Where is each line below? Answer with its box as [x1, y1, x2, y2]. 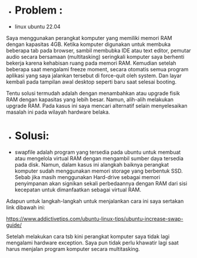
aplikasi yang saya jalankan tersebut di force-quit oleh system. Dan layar [6, 72, 182, 79]
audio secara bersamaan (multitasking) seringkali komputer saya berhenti [6, 53, 185, 60]
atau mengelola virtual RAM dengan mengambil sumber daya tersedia [14, 154, 184, 162]
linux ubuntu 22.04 [14, 23, 61, 30]
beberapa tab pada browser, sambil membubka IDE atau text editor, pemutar [6, 47, 191, 54]
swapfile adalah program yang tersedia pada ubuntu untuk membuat [14, 148, 181, 156]
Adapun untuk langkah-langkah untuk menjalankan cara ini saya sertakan [6, 197, 184, 204]
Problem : [14, 4, 63, 17]
